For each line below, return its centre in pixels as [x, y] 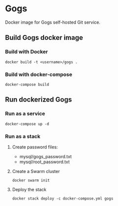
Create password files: [35, 147]
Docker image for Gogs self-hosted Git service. [53, 22]
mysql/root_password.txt [45, 162]
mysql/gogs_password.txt [46, 156]
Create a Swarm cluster [36, 171]
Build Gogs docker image [44, 38]
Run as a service [25, 114]
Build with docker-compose [39, 74]
